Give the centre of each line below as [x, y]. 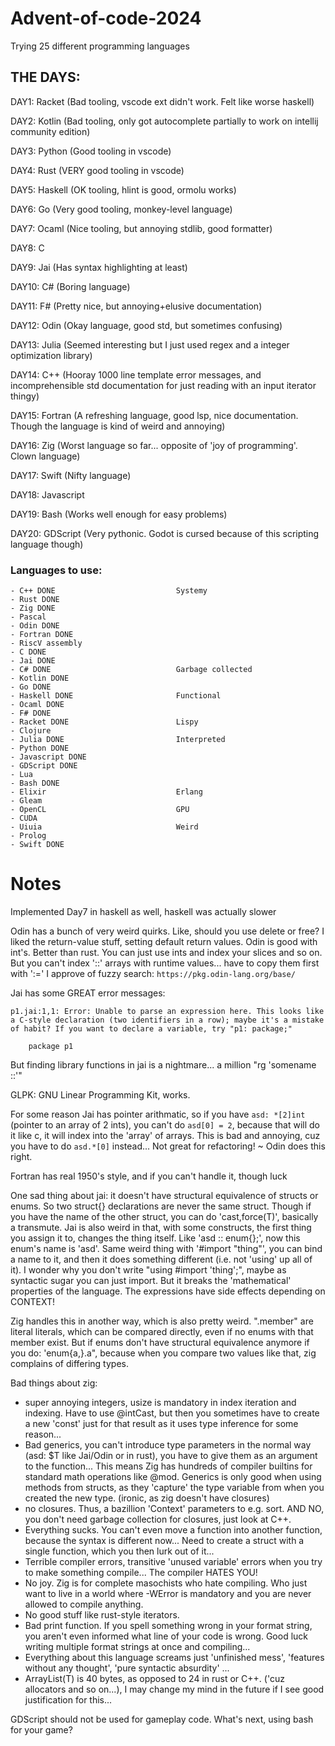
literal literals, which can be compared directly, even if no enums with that [162, 1331]
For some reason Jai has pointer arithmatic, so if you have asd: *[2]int [158, 1114]
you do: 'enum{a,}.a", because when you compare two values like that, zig [163, 1353]
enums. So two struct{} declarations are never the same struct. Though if [161, 1206]
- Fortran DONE [42, 635]
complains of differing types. [69, 1363]
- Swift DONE [37, 845]
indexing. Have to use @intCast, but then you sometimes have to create [172, 1413]
